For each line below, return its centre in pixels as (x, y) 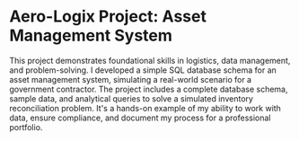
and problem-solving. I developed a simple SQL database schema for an (143, 70)
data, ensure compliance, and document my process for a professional (140, 118)
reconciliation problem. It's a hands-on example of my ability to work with (145, 108)
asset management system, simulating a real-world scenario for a (131, 79)
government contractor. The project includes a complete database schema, (149, 89)
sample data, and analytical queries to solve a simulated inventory (132, 98)
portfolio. (26, 127)
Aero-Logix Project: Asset (108, 17)
